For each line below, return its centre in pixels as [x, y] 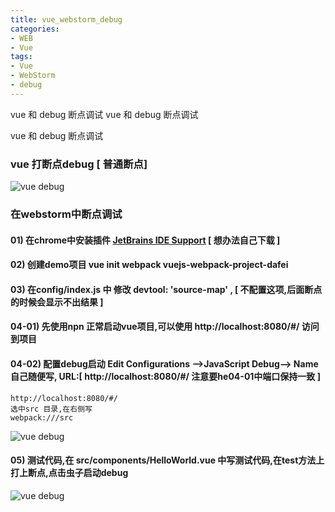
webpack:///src [42, 417]
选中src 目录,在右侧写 [51, 409]
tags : [21, 57]
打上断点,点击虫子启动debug [69, 473]
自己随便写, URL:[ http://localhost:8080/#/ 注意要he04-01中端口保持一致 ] [165, 376]
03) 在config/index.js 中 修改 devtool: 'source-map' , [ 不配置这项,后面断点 [166, 289]
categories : [35, 29]
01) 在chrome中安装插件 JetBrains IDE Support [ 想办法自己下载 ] [145, 240]
